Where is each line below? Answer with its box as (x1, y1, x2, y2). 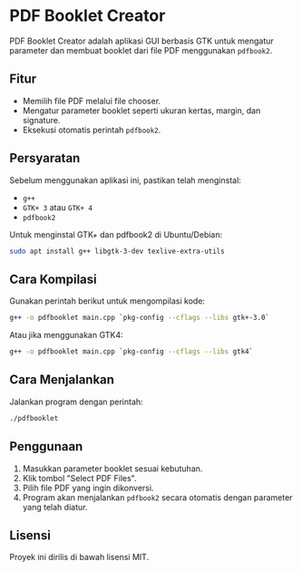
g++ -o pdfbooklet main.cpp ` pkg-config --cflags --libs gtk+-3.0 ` (9, 314, 270, 323)
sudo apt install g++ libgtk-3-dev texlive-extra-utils (9, 247, 225, 256)
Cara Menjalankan (9, 373, 115, 388)
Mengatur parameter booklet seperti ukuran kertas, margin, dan (22, 105, 261, 116)
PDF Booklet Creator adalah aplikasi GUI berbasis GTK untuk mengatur (9, 35, 274, 46)
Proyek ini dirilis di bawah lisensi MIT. (9, 552, 150, 563)
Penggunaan (9, 439, 83, 454)
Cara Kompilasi (9, 271, 97, 286)
